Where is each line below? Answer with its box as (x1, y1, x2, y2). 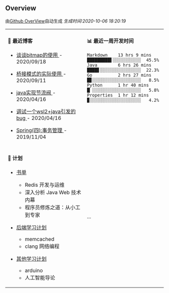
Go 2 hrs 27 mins (87, 72, 152, 78)
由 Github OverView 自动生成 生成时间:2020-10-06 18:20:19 (5, 18, 126, 24)
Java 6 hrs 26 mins (87, 62, 152, 68)
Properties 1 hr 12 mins (87, 92, 149, 98)
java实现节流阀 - (16, 89, 56, 96)
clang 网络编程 (25, 243, 59, 250)
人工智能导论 (25, 274, 55, 281)
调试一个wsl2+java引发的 (16, 108, 76, 115)
